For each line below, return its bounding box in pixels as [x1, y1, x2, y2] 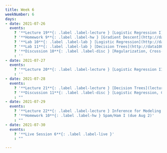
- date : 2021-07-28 [5, 76, 46, 81]
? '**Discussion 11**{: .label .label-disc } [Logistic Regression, [14, 90, 159, 95]
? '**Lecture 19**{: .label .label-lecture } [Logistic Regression [14, 30, 157, 35]
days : [5, 16, 16, 21]
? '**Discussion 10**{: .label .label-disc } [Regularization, [14, 49, 148, 53]
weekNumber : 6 [5, 12, 35, 17]
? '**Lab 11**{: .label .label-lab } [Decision [14, 44, 114, 49]
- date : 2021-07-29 [5, 100, 46, 104]
